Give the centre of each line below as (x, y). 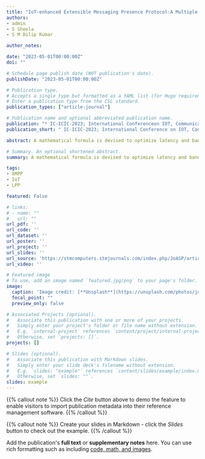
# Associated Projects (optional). (52, 314)
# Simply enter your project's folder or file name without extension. (102, 326)
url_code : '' (23, 230)
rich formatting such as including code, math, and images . (79, 449)
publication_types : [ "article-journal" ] (59, 107)
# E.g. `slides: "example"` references (60, 371)
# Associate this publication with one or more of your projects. (95, 320)
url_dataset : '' (27, 236)
